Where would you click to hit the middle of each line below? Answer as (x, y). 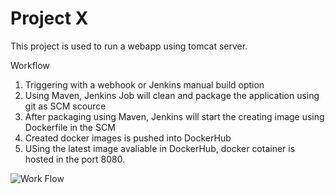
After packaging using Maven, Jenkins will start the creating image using (174, 116)
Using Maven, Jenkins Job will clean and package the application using (172, 95)
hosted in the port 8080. (75, 159)
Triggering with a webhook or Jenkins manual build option (144, 84)
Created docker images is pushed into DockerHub (128, 138)
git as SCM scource (65, 106)
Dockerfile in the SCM (70, 127)
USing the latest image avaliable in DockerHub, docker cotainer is (160, 148)
